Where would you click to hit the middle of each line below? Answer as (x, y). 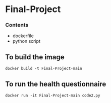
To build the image (35, 57)
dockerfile (23, 36)
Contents (17, 25)
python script (26, 41)
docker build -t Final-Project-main (44, 69)
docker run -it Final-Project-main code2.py (53, 96)
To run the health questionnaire (56, 84)
